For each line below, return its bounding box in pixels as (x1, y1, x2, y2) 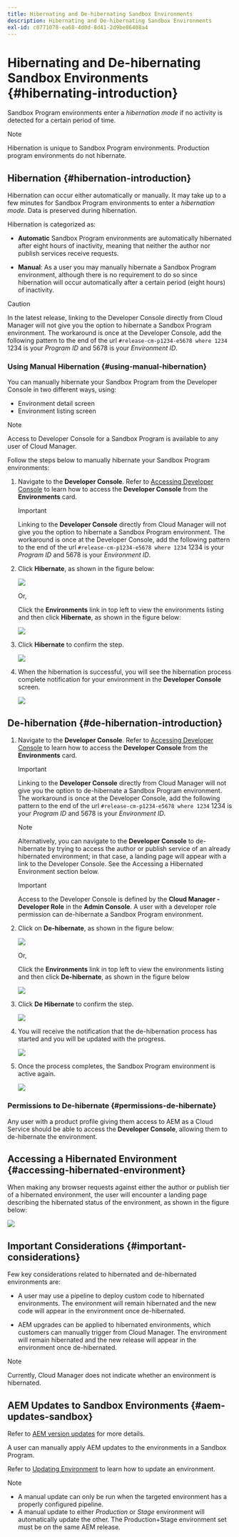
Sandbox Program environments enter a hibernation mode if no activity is (7, 109, 223, 117)
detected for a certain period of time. (7, 116, 116, 125)
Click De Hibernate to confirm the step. (17, 1000, 134, 1008)
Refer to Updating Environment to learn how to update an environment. (7, 1464, 215, 1473)
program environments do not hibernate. (7, 151, 127, 160)
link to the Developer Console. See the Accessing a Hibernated (17, 860, 203, 868)
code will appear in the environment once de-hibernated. (17, 1307, 185, 1315)
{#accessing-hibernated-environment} (7, 1164, 186, 1176)
